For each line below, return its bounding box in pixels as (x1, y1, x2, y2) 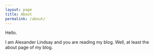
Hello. (5, 30, 17, 36)
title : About (5, 12, 32, 17)
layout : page (5, 7, 32, 12)
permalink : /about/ (5, 16, 46, 21)
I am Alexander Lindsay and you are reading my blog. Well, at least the (5, 39, 149, 45)
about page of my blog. (5, 45, 53, 51)
